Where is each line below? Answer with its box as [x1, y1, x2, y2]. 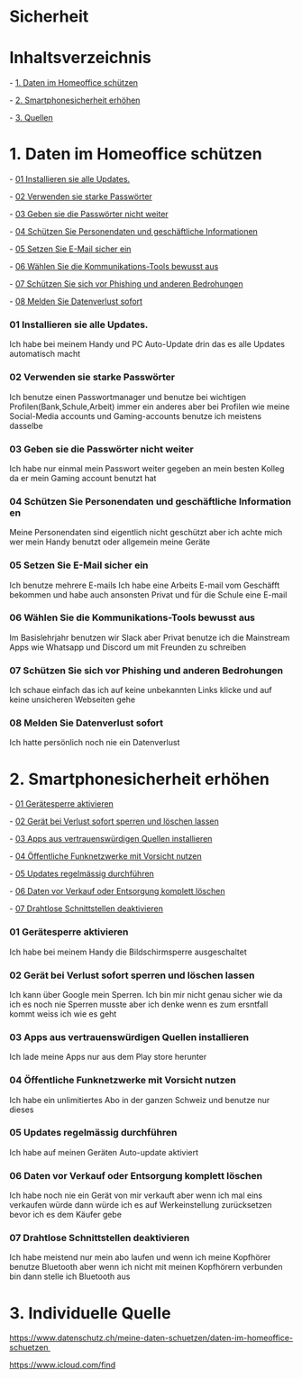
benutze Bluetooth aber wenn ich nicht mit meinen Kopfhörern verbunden [9, 1262, 283, 1273]
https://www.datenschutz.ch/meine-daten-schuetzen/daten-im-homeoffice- [9, 1332, 294, 1344]
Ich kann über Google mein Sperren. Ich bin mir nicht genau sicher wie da [9, 989, 283, 1000]
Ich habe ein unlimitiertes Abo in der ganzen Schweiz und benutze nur [9, 1094, 270, 1105]
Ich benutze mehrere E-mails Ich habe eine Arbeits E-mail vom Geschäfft [9, 580, 280, 590]
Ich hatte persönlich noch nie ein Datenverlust [9, 737, 180, 748]
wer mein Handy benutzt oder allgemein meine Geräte [9, 536, 210, 547]
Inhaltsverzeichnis [9, 48, 151, 68]
